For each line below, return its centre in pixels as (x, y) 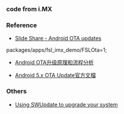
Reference (22, 25)
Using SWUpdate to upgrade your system (66, 104)
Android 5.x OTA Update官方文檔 (55, 75)
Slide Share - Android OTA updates (58, 39)
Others (16, 91)
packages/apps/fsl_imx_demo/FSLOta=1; (57, 50)
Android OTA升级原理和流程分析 (54, 63)
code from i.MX (29, 9)
